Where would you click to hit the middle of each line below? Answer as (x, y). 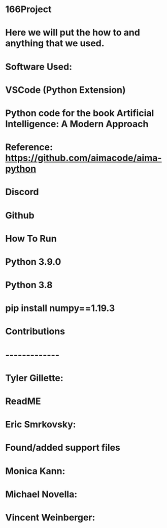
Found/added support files (63, 448)
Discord (22, 192)
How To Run (31, 239)
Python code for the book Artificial (80, 113)
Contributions (35, 332)
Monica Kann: (35, 471)
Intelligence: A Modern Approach (77, 124)
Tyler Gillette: (34, 378)
